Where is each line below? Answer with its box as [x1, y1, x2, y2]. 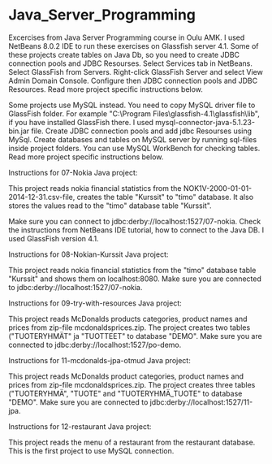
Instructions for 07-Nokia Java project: [8, 167, 138, 177]
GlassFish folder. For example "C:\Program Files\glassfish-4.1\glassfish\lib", [8, 108, 260, 119]
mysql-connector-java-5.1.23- [155, 117, 256, 127]
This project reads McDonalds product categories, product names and [8, 371, 244, 381]
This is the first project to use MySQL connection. [8, 445, 175, 456]
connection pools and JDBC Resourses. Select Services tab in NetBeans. [8, 59, 253, 68]
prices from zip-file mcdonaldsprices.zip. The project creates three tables [8, 379, 256, 389]
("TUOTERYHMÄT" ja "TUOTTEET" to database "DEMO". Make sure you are [8, 331, 262, 340]
